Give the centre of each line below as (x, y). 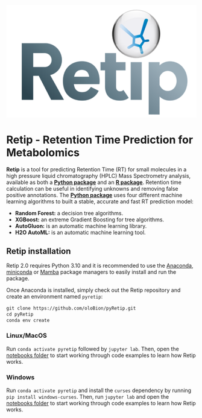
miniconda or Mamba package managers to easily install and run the (91, 272)
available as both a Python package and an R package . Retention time (94, 182)
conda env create (28, 321)
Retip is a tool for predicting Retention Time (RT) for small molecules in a (96, 169)
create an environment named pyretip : (55, 297)
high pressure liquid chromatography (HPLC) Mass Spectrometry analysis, (99, 176)
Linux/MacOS (27, 335)
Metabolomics (43, 152)
